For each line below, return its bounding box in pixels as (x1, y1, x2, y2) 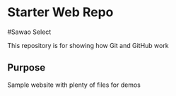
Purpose (7, 61, 46, 74)
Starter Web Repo (7, 4, 114, 20)
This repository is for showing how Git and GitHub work (7, 41, 169, 49)
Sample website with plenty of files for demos (7, 80, 141, 89)
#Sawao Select (7, 28, 52, 36)
